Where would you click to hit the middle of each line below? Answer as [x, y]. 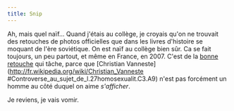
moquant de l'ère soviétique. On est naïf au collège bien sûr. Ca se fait [109, 48]
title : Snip [25, 14]
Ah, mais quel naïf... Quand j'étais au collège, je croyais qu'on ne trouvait [113, 34]
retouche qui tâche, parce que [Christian [66, 63]
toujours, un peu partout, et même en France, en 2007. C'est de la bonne [113, 56]
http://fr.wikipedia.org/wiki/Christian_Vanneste [76, 71]
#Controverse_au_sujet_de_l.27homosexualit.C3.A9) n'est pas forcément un [117, 79]
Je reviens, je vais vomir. [43, 100]
